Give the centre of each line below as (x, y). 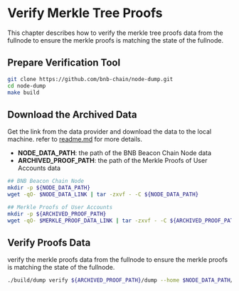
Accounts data (39, 168)
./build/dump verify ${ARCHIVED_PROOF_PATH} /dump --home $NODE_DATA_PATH (119, 280)
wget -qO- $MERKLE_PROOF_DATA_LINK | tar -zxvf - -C (87, 221)
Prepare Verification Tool (64, 63)
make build (23, 92)
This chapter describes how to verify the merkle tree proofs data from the (115, 33)
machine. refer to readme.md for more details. (75, 139)
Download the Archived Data (72, 114)
